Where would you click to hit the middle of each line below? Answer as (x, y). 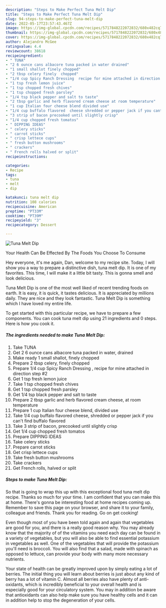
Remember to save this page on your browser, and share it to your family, (80, 507)
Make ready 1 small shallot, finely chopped (56, 358)
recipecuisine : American (31, 206)
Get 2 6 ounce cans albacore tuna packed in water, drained (73, 352)
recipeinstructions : (27, 157)
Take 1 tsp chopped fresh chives (46, 384)
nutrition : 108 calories (31, 202)
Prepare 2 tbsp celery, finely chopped (51, 363)
